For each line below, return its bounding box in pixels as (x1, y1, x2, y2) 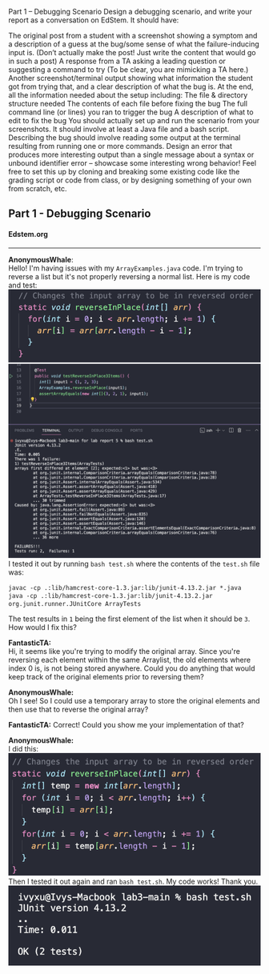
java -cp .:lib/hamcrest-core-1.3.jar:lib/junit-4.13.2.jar (8, 592, 214, 600)
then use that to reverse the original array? (8, 704, 149, 715)
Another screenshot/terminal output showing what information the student (8, 74, 254, 82)
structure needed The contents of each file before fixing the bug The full (8, 99, 248, 108)
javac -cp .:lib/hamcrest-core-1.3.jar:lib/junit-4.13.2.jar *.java (8, 584, 242, 592)
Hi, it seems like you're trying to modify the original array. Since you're (8, 647, 240, 656)
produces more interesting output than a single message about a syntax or (8, 150, 255, 159)
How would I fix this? (8, 623, 78, 632)
